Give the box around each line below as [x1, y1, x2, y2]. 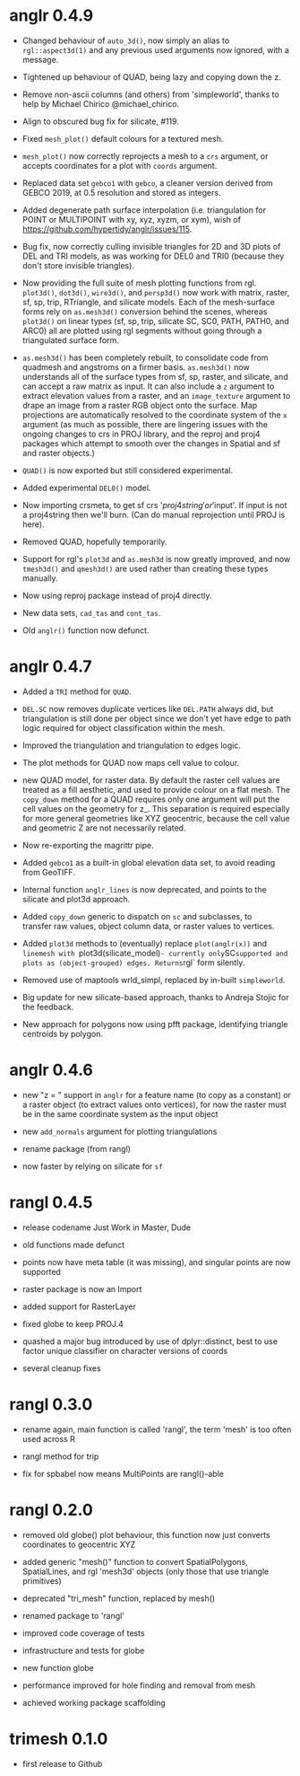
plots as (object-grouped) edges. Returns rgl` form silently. [21, 957, 245, 968]
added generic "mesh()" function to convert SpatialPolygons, [21, 1556, 248, 1567]
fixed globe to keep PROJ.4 [21, 1318, 124, 1329]
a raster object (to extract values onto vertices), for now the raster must [21, 1099, 287, 1110]
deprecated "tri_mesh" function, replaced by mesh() [21, 1593, 216, 1604]
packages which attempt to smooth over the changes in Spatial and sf [21, 437, 280, 449]
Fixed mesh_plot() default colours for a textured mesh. [21, 133, 224, 144]
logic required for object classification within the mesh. [21, 722, 226, 733]
